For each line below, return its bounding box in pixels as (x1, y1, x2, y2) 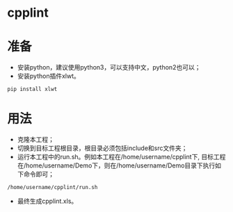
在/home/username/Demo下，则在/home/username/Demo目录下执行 (17, 161, 216, 170)
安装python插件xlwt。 (17, 72, 80, 81)
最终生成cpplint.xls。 (17, 197, 78, 206)
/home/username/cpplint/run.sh (7, 184, 98, 191)
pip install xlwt (7, 85, 58, 93)
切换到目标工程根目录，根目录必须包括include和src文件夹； (17, 144, 188, 152)
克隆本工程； (17, 136, 54, 144)
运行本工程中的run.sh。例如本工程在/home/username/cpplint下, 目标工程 (17, 153, 226, 161)
